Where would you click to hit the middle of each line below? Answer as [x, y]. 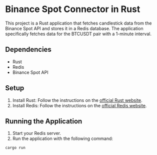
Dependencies [28, 49]
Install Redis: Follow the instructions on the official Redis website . [79, 105]
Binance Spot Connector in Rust [73, 9]
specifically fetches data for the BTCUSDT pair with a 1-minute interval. [78, 34]
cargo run [15, 148]
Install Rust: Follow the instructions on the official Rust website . [77, 100]
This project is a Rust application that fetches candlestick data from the [78, 23]
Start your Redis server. [37, 133]
